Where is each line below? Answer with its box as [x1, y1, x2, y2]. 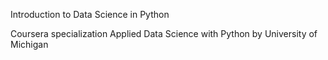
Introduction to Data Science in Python [10, 9, 170, 20]
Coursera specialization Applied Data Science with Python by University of [10, 28, 318, 39]
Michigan [10, 39, 49, 50]
